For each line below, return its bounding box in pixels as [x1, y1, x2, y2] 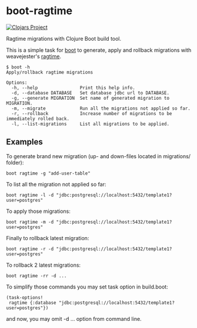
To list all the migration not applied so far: [6, 181, 106, 188]
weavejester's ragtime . [6, 53, 62, 60]
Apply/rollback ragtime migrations [6, 69, 94, 75]
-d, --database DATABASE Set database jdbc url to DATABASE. [11, 90, 169, 96]
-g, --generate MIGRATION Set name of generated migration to [11, 95, 169, 101]
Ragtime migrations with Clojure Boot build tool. [6, 35, 122, 42]
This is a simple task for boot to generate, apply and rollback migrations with [6, 46, 192, 54]
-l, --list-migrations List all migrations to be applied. [11, 121, 169, 127]
